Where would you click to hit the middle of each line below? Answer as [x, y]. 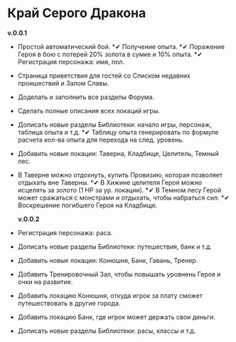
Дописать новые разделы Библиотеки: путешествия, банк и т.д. [115, 247]
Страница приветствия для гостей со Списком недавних [104, 76]
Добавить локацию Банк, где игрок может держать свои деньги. [116, 317]
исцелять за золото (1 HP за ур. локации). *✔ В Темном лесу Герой [119, 190]
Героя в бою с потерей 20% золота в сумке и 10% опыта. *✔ [110, 54]
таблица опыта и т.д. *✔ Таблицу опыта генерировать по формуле [118, 132]
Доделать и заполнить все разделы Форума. [86, 97]
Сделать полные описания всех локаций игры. [89, 110]
